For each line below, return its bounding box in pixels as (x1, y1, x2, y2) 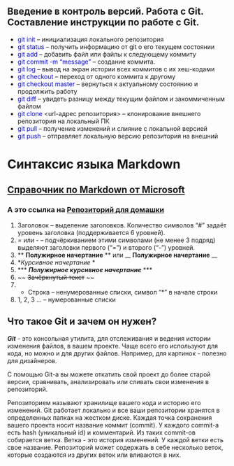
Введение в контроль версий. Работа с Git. (7, 6, 204, 17)
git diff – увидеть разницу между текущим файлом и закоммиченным (17, 94, 226, 103)
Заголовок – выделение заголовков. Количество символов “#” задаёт (17, 220, 227, 230)
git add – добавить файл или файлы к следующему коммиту (17, 50, 197, 58)
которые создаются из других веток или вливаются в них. (7, 451, 182, 459)
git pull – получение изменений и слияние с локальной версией (17, 124, 208, 132)
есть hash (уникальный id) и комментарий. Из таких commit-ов (7, 428, 196, 437)
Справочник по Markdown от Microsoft (7, 184, 185, 196)
